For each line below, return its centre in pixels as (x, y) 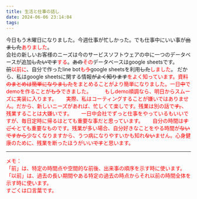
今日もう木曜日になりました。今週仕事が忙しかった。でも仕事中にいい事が (96, 40)
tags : (13, 22)
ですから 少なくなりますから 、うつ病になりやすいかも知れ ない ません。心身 (96, 135)
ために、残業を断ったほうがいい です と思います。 (75, 143)
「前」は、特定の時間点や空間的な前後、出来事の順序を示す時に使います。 (96, 168)
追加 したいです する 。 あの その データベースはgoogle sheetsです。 (98, 62)
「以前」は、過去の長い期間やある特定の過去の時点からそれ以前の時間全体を (98, 176)
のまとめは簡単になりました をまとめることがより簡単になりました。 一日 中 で (98, 84)
